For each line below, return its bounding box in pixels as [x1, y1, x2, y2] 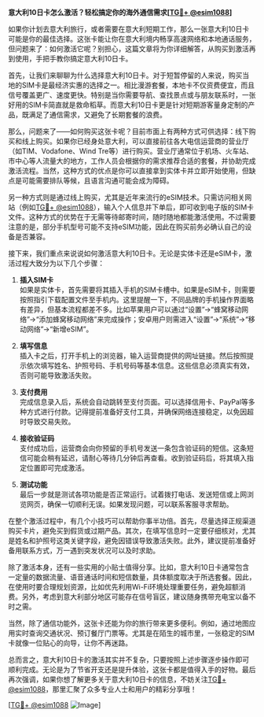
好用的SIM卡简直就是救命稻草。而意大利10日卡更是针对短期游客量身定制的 [8, 100, 248, 109]
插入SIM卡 [19, 275, 53, 284]
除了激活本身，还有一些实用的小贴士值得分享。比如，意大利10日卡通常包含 [8, 563, 250, 571]
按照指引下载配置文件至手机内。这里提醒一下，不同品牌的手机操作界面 [19, 295, 247, 304]
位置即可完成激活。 [26, 464, 89, 472]
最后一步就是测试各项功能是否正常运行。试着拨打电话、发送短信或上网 [19, 490, 247, 499]
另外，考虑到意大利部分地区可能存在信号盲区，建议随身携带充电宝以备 [21, 592, 249, 601]
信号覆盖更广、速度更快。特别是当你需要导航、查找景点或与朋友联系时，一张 [8, 91, 256, 99]
